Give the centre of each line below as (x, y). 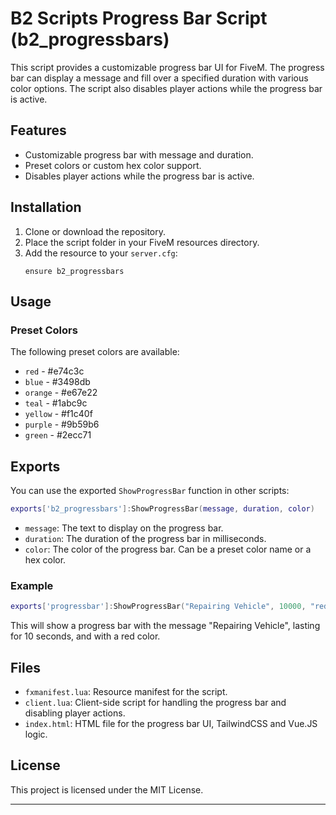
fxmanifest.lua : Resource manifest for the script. (126, 691)
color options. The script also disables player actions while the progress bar (166, 88)
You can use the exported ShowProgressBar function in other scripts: (150, 491)
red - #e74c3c (54, 371)
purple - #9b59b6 (62, 424)
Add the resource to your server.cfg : (101, 253)
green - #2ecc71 (58, 435)
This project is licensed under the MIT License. (107, 789)
